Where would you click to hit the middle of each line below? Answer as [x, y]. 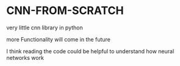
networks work [25, 57]
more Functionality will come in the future [59, 39]
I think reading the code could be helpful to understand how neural [90, 51]
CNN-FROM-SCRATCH [65, 11]
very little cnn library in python [45, 28]
